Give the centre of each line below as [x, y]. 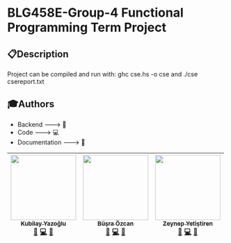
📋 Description [38, 54]
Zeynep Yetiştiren [188, 223]
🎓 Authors [31, 104]
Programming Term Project [87, 27]
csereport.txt [26, 82]
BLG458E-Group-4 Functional [96, 13]
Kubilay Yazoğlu [43, 223]
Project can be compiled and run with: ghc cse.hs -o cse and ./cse [103, 74]
